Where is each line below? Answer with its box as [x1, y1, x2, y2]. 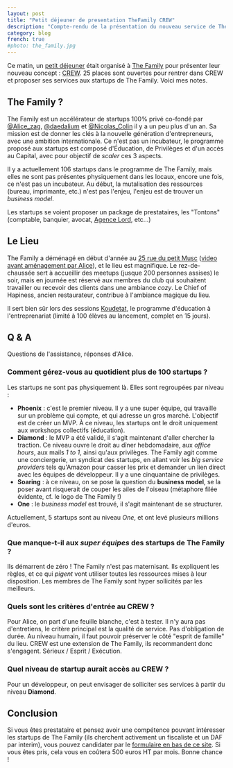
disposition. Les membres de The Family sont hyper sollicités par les [7, 577, 203, 586]
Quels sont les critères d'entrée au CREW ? [7, 601, 155, 611]
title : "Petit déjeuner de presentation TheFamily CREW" [7, 17, 175, 24]
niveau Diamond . [7, 688, 57, 696]
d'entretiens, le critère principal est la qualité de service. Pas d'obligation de [7, 625, 225, 633]
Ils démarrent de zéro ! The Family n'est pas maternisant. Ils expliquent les [7, 563, 220, 571]
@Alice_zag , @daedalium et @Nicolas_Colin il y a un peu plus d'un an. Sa [7, 122, 217, 130]
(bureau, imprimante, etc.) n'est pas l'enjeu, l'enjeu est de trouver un [7, 187, 203, 195]
